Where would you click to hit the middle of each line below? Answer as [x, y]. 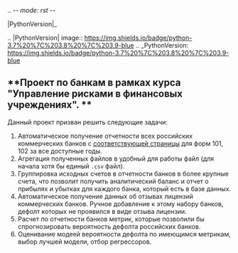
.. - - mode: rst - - [32, 10]
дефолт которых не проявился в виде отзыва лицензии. [102, 211]
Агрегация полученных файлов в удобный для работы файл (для [116, 158]
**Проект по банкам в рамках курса [94, 83]
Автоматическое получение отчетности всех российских [105, 136]
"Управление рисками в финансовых [95, 94]
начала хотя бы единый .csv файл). [71, 166]
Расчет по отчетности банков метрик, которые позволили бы [111, 219]
